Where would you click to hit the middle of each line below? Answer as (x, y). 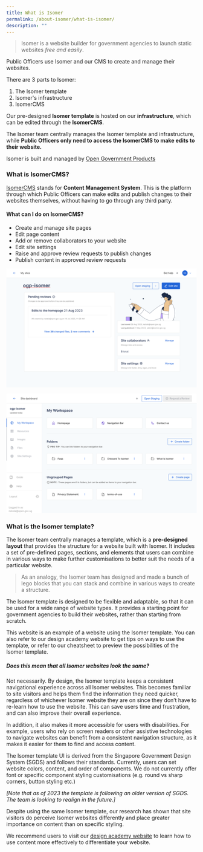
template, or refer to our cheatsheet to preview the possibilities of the (92, 646)
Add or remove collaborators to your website (71, 240)
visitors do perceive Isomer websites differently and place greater (88, 818)
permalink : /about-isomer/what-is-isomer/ (60, 19)
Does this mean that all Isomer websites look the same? (78, 666)
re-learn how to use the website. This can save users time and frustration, (98, 707)
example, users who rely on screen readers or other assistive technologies (99, 731)
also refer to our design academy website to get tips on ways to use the (95, 639)
